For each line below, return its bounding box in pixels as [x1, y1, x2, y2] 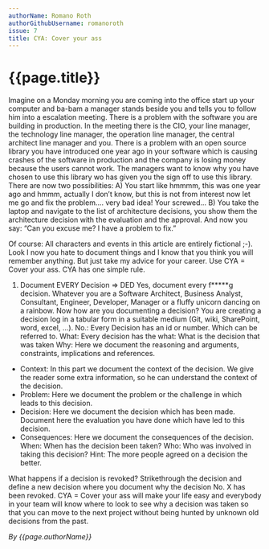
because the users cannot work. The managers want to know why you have [8, 164, 259, 174]
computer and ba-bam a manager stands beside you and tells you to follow [8, 104, 257, 113]
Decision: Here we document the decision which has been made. [19, 407, 235, 416]
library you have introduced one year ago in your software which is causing [8, 146, 259, 157]
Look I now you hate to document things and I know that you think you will [8, 248, 254, 257]
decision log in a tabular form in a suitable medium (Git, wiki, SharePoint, [19, 314, 260, 324]
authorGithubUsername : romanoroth [8, 19, 124, 27]
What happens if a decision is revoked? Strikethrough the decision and [8, 473, 243, 483]
